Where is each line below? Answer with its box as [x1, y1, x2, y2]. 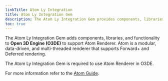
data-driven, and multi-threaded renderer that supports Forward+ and [5, 45, 149, 51]
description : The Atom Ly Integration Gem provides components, [5, 16, 142, 21]
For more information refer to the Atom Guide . [5, 70, 99, 76]
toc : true [5, 21, 26, 26]
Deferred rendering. [5, 51, 46, 57]
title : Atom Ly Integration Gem [5, 12, 72, 17]
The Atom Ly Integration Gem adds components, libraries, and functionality [5, 35, 160, 41]
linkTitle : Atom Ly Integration [5, 7, 72, 12]
